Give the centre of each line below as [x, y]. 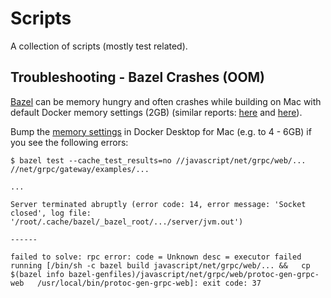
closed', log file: [51, 213]
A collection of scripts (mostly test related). [99, 46]
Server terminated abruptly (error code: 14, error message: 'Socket [158, 204]
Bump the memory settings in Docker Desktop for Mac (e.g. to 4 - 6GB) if [161, 131]
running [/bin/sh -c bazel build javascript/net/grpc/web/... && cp [160, 265]
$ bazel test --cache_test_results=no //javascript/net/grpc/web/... [158, 160]
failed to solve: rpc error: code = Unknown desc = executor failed [156, 257]
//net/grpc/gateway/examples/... [80, 169]
